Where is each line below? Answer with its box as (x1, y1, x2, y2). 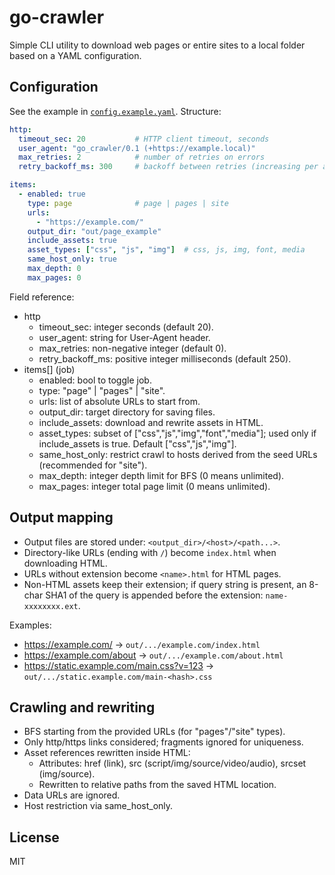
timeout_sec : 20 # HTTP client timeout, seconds (18, 134, 270, 144)
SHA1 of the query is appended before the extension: (45, 589, 264, 601)
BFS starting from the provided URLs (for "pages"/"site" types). (23, 726, 286, 738)
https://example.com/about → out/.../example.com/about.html (23, 649, 284, 661)
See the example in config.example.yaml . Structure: (9, 105, 222, 117)
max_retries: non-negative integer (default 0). (38, 342, 227, 354)
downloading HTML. (23, 557, 108, 569)
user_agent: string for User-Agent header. (38, 331, 211, 343)
